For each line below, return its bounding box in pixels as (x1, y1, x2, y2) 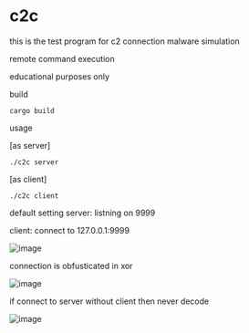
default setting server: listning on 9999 (9, 207, 156, 218)
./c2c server (9, 157, 59, 167)
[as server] (9, 140, 51, 151)
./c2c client (9, 191, 59, 201)
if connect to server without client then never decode (9, 296, 210, 307)
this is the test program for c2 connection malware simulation (9, 36, 240, 47)
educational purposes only (9, 70, 110, 82)
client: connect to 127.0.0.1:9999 (9, 224, 130, 235)
